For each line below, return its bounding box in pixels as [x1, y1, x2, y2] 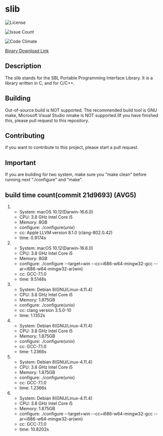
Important [5, 158, 36, 167]
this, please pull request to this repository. [5, 117, 89, 123]
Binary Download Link [5, 48, 49, 54]
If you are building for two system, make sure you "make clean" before [5, 171, 147, 177]
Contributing [5, 132, 45, 140]
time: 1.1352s [19, 313, 45, 318]
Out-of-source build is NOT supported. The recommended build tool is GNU [5, 107, 157, 113]
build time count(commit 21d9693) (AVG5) [5, 191, 137, 199]
